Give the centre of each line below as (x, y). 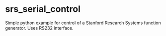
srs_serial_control (43, 9)
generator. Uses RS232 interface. (39, 28)
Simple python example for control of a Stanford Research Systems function (83, 23)
